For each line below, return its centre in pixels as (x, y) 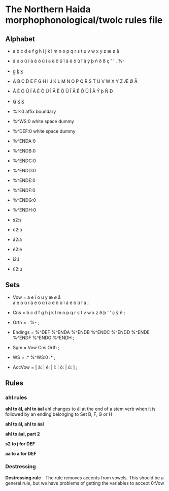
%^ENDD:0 (24, 171)
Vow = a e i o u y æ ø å (37, 297)
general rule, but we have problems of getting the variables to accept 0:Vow (85, 483)
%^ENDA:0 (24, 141)
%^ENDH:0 (24, 210)
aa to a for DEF (21, 453)
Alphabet (20, 39)
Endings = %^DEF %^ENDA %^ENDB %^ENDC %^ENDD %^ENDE (81, 332)
